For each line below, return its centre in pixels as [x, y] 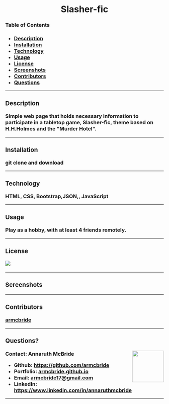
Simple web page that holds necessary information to [72, 116]
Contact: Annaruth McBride [40, 354]
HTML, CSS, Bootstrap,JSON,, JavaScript [57, 196]
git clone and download [34, 163]
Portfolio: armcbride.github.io [51, 371]
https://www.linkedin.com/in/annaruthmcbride [73, 390]
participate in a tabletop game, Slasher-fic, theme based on [79, 123]
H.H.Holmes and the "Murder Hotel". [51, 129]
